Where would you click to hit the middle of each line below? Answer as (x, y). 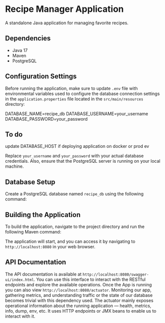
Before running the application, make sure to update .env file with (71, 88)
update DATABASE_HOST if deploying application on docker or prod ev (77, 146)
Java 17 (20, 50)
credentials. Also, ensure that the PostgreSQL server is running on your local (83, 161)
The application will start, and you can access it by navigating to (70, 241)
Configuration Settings (41, 76)
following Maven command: (33, 232)
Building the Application (43, 214)
